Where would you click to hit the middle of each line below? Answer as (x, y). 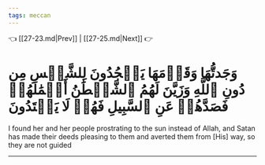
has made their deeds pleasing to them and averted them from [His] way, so (132, 136)
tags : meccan (30, 15)
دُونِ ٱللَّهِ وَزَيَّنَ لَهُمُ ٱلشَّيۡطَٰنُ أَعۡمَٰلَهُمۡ (127, 89)
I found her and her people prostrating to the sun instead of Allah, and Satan (132, 128)
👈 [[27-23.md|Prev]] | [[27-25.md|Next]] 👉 (81, 38)
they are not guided (40, 145)
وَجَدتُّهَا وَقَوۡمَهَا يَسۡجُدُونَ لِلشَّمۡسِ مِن (123, 73)
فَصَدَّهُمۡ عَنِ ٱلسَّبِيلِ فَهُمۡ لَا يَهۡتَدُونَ (118, 106)
